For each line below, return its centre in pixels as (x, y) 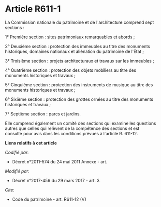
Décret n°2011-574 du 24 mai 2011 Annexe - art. (60, 161)
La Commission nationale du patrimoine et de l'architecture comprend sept (80, 22)
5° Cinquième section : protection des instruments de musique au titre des (79, 85)
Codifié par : (17, 152)
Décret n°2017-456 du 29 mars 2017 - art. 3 (56, 180)
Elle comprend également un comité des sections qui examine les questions (80, 123)
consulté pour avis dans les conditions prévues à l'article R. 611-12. (72, 133)
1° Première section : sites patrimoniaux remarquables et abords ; (70, 37)
